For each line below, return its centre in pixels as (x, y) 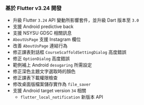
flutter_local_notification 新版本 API (62, 97)
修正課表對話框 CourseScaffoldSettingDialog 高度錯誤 (69, 52)
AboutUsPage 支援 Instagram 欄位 (47, 39)
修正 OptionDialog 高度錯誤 (41, 59)
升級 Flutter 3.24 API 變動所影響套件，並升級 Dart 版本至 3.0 (76, 20)
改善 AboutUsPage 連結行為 (40, 46)
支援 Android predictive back (43, 27)
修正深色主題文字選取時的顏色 (44, 71)
